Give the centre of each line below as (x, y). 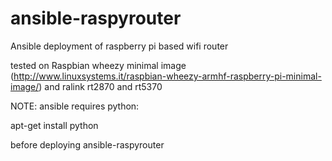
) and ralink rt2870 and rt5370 (100, 86)
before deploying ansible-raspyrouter (87, 144)
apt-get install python (54, 125)
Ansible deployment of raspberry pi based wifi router (119, 46)
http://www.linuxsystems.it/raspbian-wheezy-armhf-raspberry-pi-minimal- (167, 76)
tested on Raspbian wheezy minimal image (98, 65)
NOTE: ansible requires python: (75, 106)
